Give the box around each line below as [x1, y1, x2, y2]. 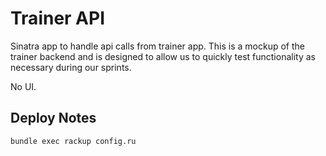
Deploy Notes [10, 110, 97, 127]
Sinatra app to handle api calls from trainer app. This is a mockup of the [10, 40, 305, 52]
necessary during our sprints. [10, 61, 132, 73]
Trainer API [10, 7, 106, 30]
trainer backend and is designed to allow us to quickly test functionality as [10, 50, 316, 62]
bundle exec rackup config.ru [10, 136, 137, 146]
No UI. [10, 80, 37, 92]
